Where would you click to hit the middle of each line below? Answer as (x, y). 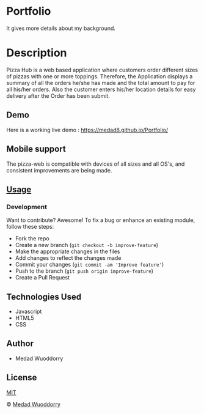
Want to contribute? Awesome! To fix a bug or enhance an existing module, (101, 220)
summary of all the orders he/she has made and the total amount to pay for (101, 83)
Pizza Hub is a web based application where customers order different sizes (102, 70)
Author (20, 344)
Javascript (28, 311)
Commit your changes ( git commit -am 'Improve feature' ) (89, 265)
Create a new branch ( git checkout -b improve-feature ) (87, 245)
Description (37, 53)
